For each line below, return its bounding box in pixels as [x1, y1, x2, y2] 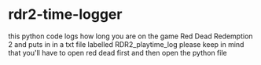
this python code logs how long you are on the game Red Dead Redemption [8, 31, 253, 41]
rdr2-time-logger [8, 5, 123, 23]
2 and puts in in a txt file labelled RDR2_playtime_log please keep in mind [8, 39, 244, 49]
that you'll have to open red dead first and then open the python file [8, 48, 227, 57]
